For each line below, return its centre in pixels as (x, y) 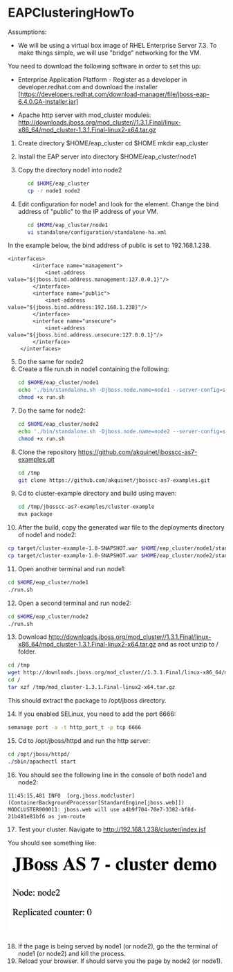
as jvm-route (67, 816)
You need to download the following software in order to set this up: (104, 66)
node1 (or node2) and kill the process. (72, 954)
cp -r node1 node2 (54, 191)
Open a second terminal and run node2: (75, 603)
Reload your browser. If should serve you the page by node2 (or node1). (120, 961)
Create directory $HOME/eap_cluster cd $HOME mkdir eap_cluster (113, 143)
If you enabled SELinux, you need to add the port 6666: (97, 714)
